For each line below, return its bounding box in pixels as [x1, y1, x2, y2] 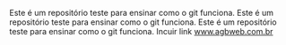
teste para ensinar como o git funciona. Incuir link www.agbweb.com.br [9, 26, 273, 36]
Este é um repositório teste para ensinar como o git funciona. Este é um [9, 8, 273, 18]
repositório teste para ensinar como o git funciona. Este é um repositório [9, 17, 277, 27]
